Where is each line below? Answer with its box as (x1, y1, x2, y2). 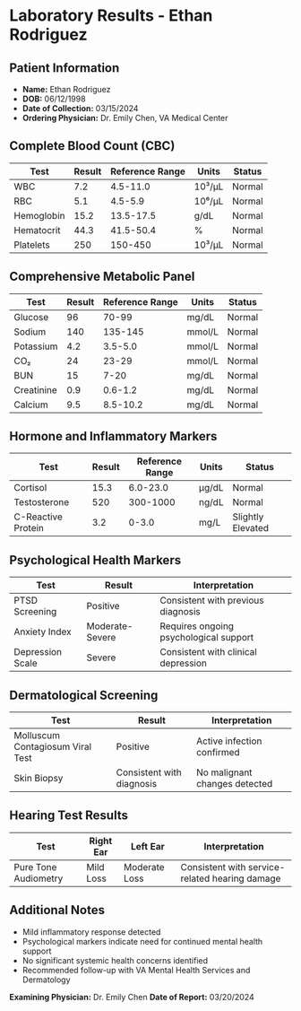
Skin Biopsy (13, 772, 64, 785)
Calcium (13, 398, 49, 411)
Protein (13, 522, 45, 535)
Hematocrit (13, 223, 61, 236)
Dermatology (21, 974, 71, 985)
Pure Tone (13, 860, 57, 873)
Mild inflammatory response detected (21, 926, 161, 937)
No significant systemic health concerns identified (21, 954, 209, 965)
